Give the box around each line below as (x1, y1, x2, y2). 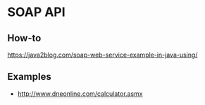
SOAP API (7, 4, 66, 20)
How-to (7, 32, 42, 44)
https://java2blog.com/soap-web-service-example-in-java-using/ (7, 50, 198, 59)
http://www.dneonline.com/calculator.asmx (17, 89, 143, 98)
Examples (7, 71, 51, 83)
